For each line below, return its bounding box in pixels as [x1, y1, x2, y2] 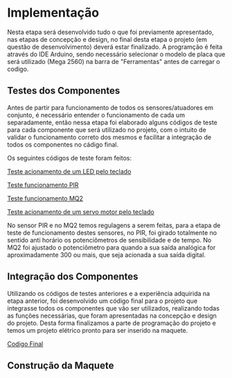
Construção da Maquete [7, 359, 114, 371]
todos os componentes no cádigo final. [7, 140, 119, 149]
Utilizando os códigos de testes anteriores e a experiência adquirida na [7, 289, 210, 297]
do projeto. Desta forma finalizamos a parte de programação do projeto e [7, 318, 216, 327]
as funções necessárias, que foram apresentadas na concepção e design [7, 311, 217, 320]
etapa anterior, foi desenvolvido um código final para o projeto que [7, 297, 198, 305]
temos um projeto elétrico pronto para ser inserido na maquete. [7, 326, 188, 334]
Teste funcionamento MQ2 [7, 194, 84, 202]
